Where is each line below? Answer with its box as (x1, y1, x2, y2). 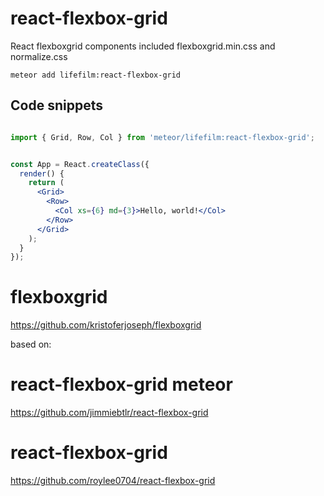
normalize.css (10, 50, 68, 62)
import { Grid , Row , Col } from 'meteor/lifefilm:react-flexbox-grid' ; (10, 132, 315, 142)
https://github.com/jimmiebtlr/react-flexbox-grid (10, 407, 209, 419)
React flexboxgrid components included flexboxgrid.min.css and (10, 40, 276, 52)
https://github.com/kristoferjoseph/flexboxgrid (10, 319, 202, 331)
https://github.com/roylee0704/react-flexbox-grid (10, 475, 216, 487)
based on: (10, 338, 52, 351)
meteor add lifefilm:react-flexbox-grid (10, 70, 182, 80)
